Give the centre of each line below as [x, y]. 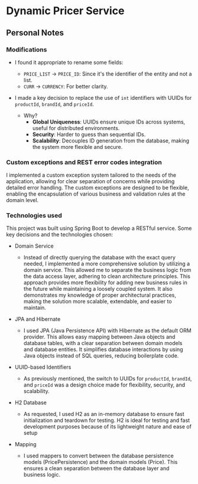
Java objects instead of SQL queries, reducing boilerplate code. [101, 356]
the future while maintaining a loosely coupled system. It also [98, 289]
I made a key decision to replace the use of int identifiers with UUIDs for [103, 98]
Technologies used [34, 216]
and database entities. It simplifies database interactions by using [103, 349]
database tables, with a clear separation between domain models [103, 343]
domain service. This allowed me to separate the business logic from [107, 270]
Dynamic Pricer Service [65, 11]
